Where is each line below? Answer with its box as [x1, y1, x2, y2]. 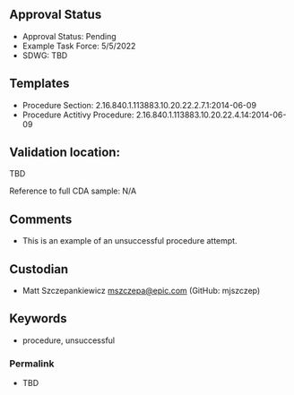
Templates [9, 76, 70, 91]
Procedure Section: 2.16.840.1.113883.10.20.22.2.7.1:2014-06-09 [22, 99, 257, 110]
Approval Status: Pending [22, 30, 117, 41]
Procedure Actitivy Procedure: [22, 109, 134, 120]
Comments [9, 211, 73, 227]
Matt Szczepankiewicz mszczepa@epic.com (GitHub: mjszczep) [22, 286, 261, 296]
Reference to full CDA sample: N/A [9, 185, 137, 196]
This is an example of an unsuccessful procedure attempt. [22, 236, 238, 246]
